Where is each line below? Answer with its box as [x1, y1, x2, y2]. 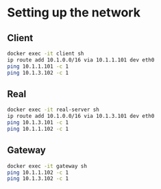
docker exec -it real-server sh [7, 106, 99, 114]
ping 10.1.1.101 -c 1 [7, 63, 69, 70]
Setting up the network [7, 5, 140, 21]
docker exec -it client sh [7, 50, 84, 57]
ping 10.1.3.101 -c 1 [7, 119, 69, 126]
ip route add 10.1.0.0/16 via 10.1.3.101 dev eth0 [7, 113, 155, 120]
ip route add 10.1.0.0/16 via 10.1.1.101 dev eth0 [7, 56, 155, 63]
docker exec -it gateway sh [7, 162, 88, 169]
